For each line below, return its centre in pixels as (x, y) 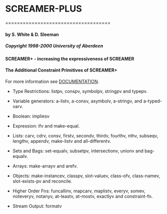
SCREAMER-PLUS (44, 9)
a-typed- (153, 101)
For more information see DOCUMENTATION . (52, 81)
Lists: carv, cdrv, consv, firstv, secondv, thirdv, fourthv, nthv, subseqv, (85, 136)
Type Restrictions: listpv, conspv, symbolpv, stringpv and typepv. (80, 91)
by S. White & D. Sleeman (32, 34)
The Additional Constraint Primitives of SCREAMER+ (61, 70)
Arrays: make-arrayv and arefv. (45, 166)
